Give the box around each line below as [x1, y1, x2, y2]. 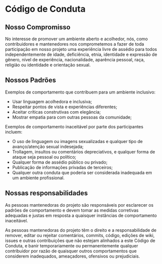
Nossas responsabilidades [5, 189, 88, 197]
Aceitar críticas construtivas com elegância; [12, 109, 101, 115]
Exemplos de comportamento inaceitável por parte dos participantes [5, 123, 143, 129]
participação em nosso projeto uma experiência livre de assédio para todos [5, 47, 158, 52]
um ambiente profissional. [12, 175, 65, 181]
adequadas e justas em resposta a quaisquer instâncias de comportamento [5, 212, 157, 218]
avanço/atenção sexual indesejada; [12, 144, 84, 149]
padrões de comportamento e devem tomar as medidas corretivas [5, 207, 139, 213]
